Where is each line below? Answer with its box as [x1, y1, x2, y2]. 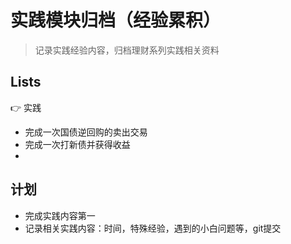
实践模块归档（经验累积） [10, 9, 222, 32]
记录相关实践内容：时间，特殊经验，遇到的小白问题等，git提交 [24, 222, 282, 234]
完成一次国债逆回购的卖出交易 [24, 126, 148, 138]
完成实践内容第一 [24, 209, 96, 221]
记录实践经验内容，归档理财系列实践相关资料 [34, 44, 220, 56]
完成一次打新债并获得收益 [24, 138, 131, 150]
